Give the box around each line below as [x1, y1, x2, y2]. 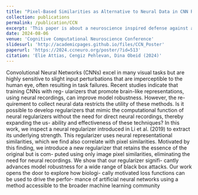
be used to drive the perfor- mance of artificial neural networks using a [6, 175, 179, 183]
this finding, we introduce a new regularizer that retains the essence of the [6, 144, 187, 151]
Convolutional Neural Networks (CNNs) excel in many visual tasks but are [6, 69, 184, 76]
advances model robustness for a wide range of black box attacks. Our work [6, 163, 192, 170]
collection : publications [6, 14, 70, 20]
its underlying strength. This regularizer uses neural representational [6, 131, 173, 139]
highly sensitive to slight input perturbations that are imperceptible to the [6, 75, 183, 82]
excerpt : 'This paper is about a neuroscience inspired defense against [6, 25, 189, 31]
